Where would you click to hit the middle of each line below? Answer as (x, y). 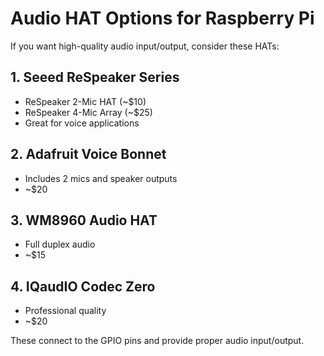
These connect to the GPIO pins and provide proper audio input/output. (157, 341)
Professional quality (65, 311)
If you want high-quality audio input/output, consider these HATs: (145, 46)
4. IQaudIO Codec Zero (83, 286)
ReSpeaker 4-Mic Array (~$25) (88, 112)
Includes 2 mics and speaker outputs (101, 178)
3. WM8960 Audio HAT (84, 220)
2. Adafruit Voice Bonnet (88, 154)
